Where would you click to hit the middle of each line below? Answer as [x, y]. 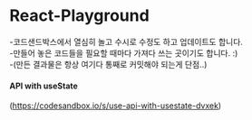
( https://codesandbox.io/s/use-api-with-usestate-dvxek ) [116, 106]
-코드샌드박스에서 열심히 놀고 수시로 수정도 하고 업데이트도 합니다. [126, 42]
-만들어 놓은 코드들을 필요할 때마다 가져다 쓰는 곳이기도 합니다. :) [124, 53]
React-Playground [79, 16]
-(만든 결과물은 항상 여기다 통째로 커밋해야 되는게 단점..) [108, 64]
